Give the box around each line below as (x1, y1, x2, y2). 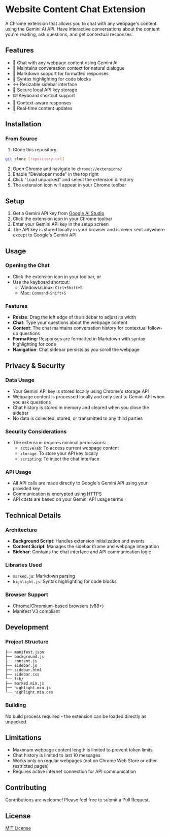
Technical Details (5, 511, 61, 520)
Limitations (5, 734, 42, 742)
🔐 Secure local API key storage (12, 87, 78, 93)
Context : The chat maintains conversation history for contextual (12, 325, 147, 331)
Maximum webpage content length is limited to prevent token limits (12, 747, 153, 753)
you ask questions (12, 399, 51, 405)
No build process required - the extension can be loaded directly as (5, 713, 147, 719)
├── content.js (5, 659, 38, 664)
